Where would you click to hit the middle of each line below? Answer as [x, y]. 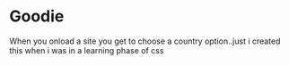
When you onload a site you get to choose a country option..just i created [145, 41]
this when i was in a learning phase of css [87, 50]
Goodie [37, 16]
